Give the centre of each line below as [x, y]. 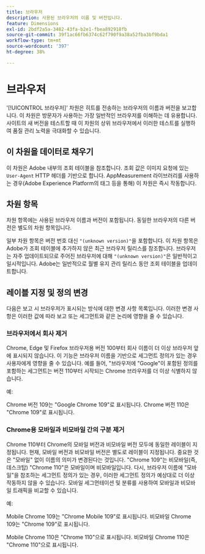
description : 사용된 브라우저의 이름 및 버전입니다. [65, 18]
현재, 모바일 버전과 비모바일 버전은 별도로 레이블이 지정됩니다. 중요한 [111, 452]
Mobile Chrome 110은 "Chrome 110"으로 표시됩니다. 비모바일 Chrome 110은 [98, 537]
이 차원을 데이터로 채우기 [50, 152]
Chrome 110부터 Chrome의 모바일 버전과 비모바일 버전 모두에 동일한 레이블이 [99, 444]
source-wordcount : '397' [38, 47]
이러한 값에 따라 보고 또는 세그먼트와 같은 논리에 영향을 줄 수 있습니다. [101, 316]
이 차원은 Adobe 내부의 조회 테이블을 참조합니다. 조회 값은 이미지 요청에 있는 [98, 168]
